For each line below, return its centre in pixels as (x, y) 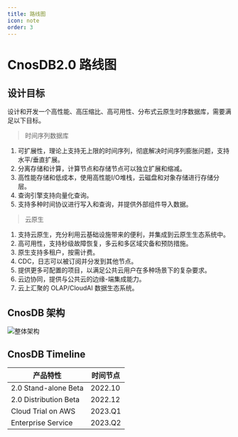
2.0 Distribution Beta (45, 400)
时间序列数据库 (47, 135)
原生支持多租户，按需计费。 (58, 252)
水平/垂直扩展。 (40, 160)
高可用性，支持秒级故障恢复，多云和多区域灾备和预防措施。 (105, 244)
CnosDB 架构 (36, 313)
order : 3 (20, 27)
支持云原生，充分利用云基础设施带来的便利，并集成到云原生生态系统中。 (123, 235)
